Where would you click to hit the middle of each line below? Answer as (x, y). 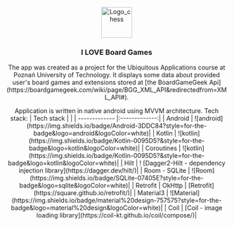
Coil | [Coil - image (195, 208)
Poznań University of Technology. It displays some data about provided (117, 75)
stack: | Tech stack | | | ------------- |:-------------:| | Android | (102, 119)
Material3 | (153, 193)
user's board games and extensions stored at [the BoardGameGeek (110, 82)
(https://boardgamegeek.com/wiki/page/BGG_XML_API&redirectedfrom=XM (117, 90)
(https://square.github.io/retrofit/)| (83, 193)
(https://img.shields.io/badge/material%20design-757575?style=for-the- (117, 201)
